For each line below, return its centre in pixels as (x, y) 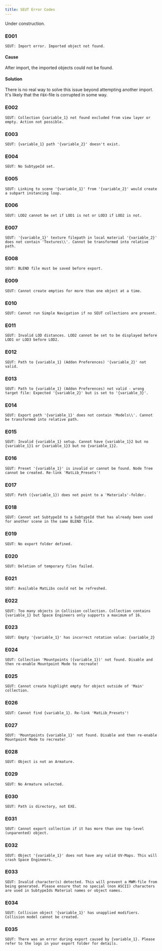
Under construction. (25, 23)
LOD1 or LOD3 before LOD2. (32, 340)
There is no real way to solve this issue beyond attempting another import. (79, 90)
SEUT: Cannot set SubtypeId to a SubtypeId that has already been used (79, 517)
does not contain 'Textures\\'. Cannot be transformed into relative (77, 242)
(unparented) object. (27, 833)
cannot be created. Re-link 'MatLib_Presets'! (53, 473)
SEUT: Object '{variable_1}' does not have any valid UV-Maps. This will (81, 856)
